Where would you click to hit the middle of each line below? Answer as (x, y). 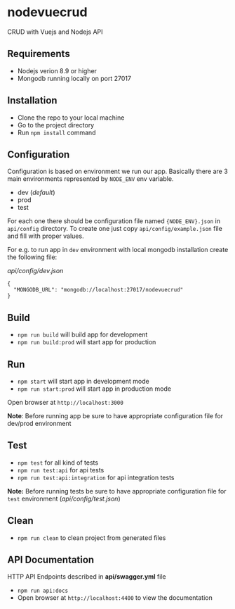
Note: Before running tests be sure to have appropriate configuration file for (117, 491)
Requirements (39, 54)
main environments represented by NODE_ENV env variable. (90, 179)
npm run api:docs (43, 591)
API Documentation (51, 560)
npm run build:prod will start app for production (87, 342)
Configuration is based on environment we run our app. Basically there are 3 (117, 171)
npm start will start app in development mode (83, 381)
